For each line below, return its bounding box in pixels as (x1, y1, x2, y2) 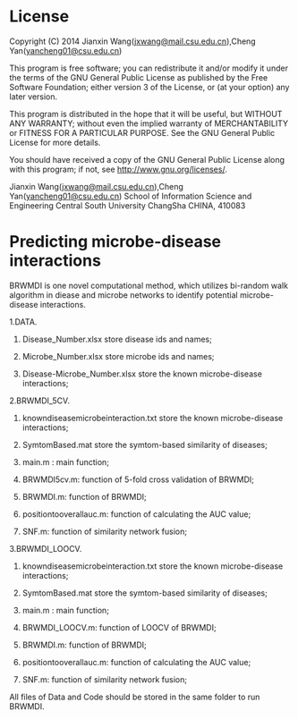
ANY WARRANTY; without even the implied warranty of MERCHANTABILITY (9, 118, 289, 129)
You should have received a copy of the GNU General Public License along (9, 154, 285, 165)
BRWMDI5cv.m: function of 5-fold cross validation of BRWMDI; (21, 474, 255, 485)
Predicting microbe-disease (9, 232, 222, 252)
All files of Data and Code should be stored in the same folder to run (9, 691, 260, 702)
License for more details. (9, 137, 101, 148)
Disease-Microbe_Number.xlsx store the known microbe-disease (21, 368, 262, 379)
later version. (9, 91, 58, 102)
